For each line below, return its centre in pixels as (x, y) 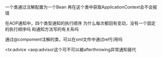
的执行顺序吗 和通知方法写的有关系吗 (42, 29)
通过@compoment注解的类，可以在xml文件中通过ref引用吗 (64, 39)
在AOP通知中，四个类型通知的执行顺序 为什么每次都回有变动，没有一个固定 (80, 23)
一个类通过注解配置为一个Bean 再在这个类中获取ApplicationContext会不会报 (81, 7)
